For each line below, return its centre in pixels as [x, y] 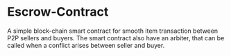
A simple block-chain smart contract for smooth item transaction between [113, 31]
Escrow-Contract [58, 12]
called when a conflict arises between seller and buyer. [86, 45]
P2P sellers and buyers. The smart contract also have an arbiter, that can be [116, 38]
